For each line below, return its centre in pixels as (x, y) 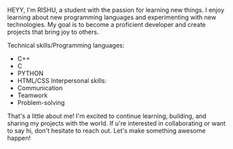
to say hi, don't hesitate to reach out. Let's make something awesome (106, 131)
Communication (40, 88)
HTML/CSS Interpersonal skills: (62, 81)
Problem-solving (41, 102)
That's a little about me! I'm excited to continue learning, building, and (107, 116)
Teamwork (32, 95)
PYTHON (30, 73)
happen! (19, 138)
